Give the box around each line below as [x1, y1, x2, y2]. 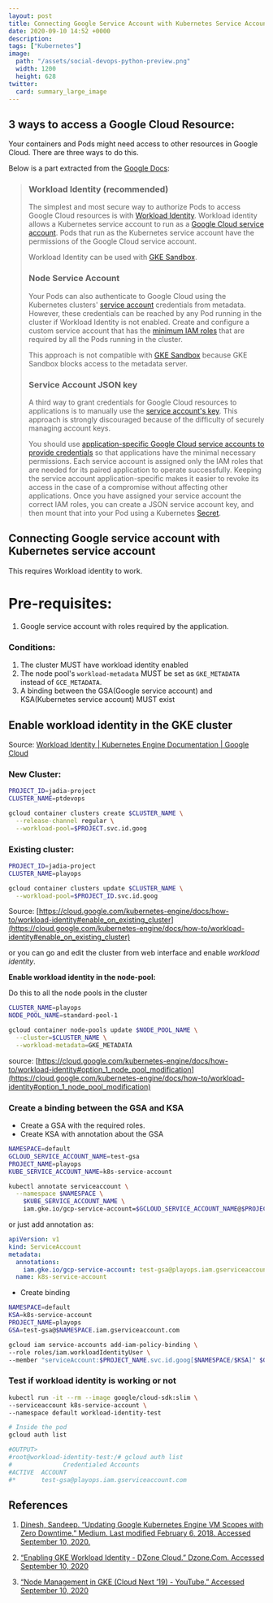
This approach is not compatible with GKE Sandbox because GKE [28, 350, 248, 360]
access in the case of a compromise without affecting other [28, 483, 228, 492]
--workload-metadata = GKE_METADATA [15, 1041, 132, 1049]
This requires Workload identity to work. [8, 565, 143, 575]
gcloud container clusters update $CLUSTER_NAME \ [8, 884, 184, 892]
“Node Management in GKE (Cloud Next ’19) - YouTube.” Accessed [19, 1577, 245, 1587]
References [8, 1498, 68, 1512]
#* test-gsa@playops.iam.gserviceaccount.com [8, 1475, 187, 1484]
